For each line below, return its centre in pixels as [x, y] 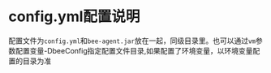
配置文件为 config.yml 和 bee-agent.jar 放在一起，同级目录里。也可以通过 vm [132, 41]
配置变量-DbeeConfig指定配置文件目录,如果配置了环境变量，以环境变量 [134, 50]
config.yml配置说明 [74, 17]
